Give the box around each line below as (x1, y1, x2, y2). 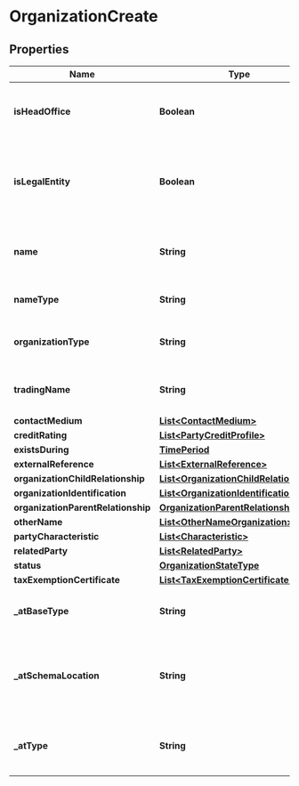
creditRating (13, 429, 68, 442)
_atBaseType (13, 605, 69, 617)
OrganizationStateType (158, 559, 260, 571)
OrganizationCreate (9, 6, 158, 27)
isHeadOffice (13, 105, 71, 117)
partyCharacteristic (13, 531, 100, 542)
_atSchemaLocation (13, 669, 100, 682)
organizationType (13, 336, 90, 348)
